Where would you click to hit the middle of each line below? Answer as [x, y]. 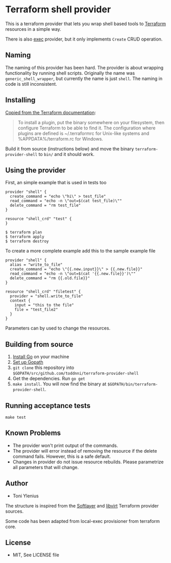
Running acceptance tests [48, 406]
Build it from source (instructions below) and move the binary [70, 149]
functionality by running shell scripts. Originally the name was [70, 73]
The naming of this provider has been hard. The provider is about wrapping [84, 67]
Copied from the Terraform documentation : [51, 112]
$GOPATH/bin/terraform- [133, 384]
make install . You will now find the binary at [59, 384]
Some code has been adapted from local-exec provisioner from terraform [82, 521]
